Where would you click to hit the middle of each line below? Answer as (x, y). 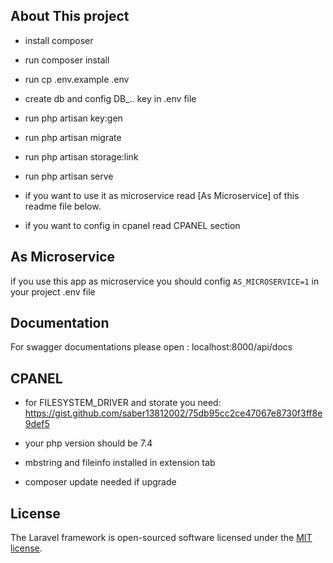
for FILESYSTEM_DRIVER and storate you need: (123, 403)
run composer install (67, 60)
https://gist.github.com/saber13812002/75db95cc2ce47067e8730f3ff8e (173, 413)
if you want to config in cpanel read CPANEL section (132, 225)
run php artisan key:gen (73, 118)
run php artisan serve (69, 176)
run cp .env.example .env (77, 79)
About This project (70, 16)
